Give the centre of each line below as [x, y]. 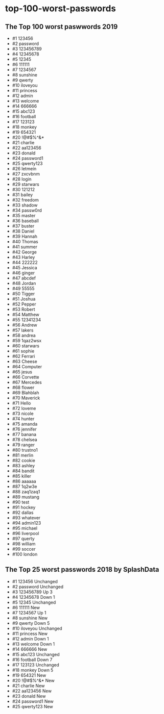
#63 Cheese [25, 361]
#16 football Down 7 [32, 660]
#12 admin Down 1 [30, 638]
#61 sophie [23, 351]
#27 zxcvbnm [26, 174]
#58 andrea [24, 335]
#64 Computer [27, 367]
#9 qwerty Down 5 [31, 623]
